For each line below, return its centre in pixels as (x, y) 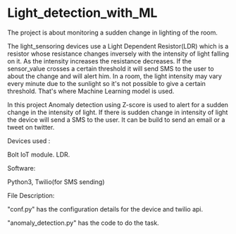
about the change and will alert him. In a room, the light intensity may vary (114, 76)
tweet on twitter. (31, 127)
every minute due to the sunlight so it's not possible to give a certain (107, 83)
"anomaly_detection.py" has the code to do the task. (83, 223)
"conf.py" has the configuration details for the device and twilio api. (105, 209)
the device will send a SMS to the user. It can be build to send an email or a (116, 119)
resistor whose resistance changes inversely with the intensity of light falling (118, 54)
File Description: (31, 195)
